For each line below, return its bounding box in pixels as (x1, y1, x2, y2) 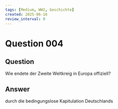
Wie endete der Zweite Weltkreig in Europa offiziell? (5, 70, 111, 77)
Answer (5, 85, 30, 93)
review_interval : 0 (5, 16, 46, 21)
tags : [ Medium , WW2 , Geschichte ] (5, 7, 74, 12)
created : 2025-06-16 (5, 12, 48, 17)
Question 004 (5, 38, 63, 49)
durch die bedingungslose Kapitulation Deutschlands (5, 98, 113, 104)
